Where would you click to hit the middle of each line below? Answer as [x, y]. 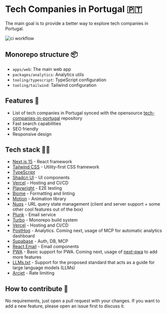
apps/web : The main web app [42, 69]
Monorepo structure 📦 [42, 55]
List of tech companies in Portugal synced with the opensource [78, 113]
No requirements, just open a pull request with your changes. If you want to [83, 301]
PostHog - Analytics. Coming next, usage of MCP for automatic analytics [87, 231]
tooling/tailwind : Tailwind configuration [54, 85]
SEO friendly [25, 129]
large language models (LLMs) [44, 268]
